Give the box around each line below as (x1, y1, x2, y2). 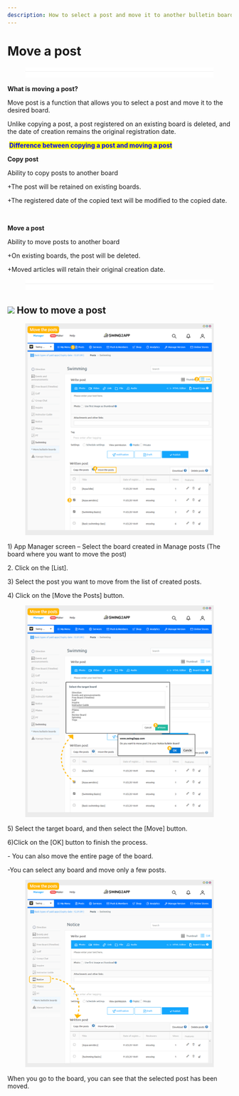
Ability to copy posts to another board (7, 169, 119, 177)
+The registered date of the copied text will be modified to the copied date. (7, 196, 228, 205)
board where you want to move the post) (7, 550, 127, 559)
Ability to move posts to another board (7, 238, 120, 246)
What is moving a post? (7, 85, 78, 93)
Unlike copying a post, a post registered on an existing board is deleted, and (7, 120, 231, 128)
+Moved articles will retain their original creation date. (7, 265, 166, 274)
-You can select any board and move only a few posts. (7, 865, 167, 875)
